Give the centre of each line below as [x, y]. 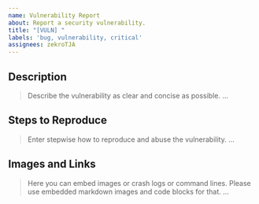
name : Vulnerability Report [54, 15]
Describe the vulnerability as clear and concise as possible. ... [128, 95]
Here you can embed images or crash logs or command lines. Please [139, 183]
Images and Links [52, 164]
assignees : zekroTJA [42, 45]
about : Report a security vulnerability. [77, 23]
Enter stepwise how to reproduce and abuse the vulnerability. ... [131, 139]
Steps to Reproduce [58, 120]
